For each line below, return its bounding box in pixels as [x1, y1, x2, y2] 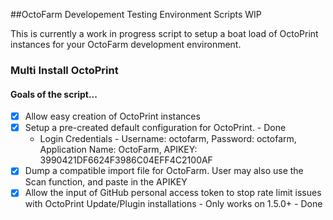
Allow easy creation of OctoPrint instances [24, 110, 201, 123]
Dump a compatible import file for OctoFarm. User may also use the [24, 165, 304, 177]
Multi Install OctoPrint [10, 63, 119, 77]
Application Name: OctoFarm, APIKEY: [39, 144, 198, 156]
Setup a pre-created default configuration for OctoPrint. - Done [24, 122, 287, 134]
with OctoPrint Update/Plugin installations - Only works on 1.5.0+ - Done [24, 198, 323, 210]
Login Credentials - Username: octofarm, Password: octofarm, [39, 133, 297, 145]
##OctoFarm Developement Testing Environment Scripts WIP [10, 9, 262, 20]
